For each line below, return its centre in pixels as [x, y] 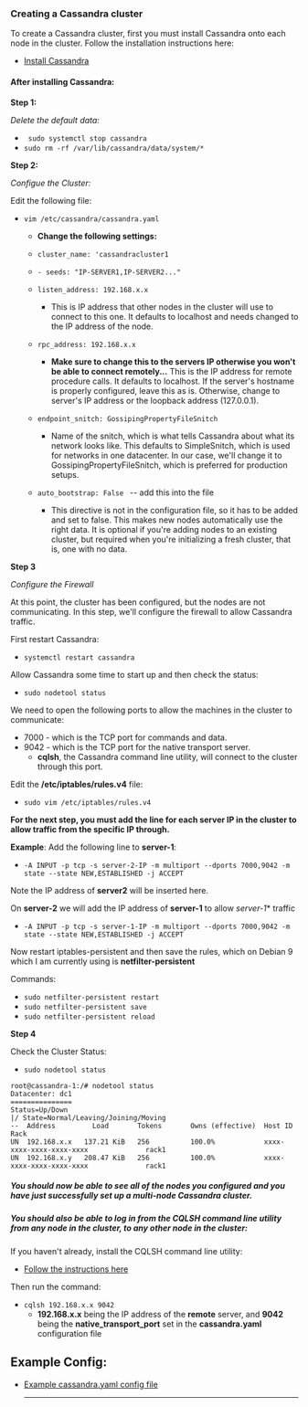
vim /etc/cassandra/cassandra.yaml [91, 219]
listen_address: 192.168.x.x [93, 290]
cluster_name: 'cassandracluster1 [103, 254]
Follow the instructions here [76, 1269]
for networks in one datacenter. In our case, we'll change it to [166, 455]
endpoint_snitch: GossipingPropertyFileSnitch [127, 418]
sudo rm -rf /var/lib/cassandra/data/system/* [114, 148]
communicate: [37, 719]
